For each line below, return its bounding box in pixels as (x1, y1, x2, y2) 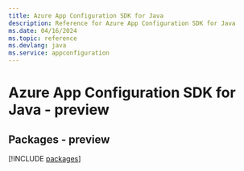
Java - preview (8, 101, 110, 119)
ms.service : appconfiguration (8, 49, 110, 57)
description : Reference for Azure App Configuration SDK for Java (8, 19, 236, 27)
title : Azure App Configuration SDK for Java (8, 11, 163, 20)
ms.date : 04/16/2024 (8, 26, 78, 35)
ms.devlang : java (8, 42, 67, 50)
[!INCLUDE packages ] (8, 154, 81, 163)
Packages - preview (8, 132, 110, 146)
